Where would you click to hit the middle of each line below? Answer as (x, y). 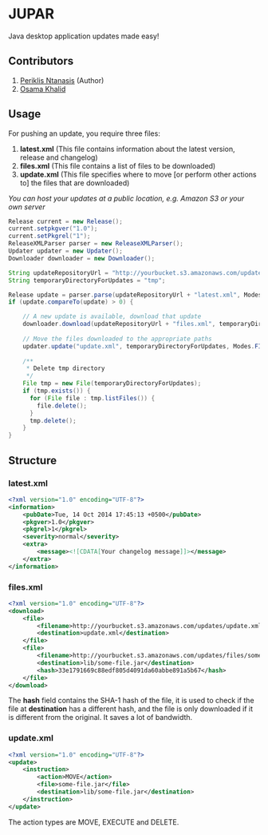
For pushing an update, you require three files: (85, 133)
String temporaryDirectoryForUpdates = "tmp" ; (87, 280)
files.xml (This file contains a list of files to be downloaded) (118, 165)
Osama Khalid (43, 89)
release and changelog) (59, 157)
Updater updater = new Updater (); (66, 251)
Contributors (41, 61)
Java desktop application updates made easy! (84, 36)
